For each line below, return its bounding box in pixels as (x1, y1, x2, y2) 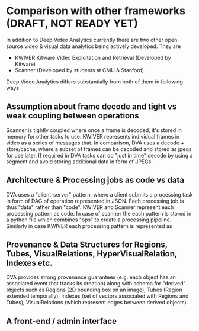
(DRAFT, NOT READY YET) (6, 17, 138, 30)
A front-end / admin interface (6, 316, 117, 326)
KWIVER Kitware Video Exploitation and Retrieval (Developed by (14, 54, 171, 61)
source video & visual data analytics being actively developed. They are (6, 43, 181, 50)
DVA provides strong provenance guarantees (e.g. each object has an (6, 274, 176, 281)
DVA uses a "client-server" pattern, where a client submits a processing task (6, 191, 193, 198)
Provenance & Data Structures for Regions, (6, 239, 168, 249)
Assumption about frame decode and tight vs (6, 102, 177, 112)
